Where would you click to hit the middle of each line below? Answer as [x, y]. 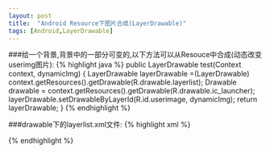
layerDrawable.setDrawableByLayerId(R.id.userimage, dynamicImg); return [133, 99]
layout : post [30, 16]
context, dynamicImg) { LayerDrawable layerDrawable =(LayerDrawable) [129, 74]
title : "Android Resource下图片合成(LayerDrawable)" [98, 23]
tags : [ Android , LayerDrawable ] [61, 31]
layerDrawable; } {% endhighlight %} [70, 108]
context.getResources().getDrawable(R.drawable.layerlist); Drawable [123, 82]
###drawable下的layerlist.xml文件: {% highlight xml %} [100, 125]
